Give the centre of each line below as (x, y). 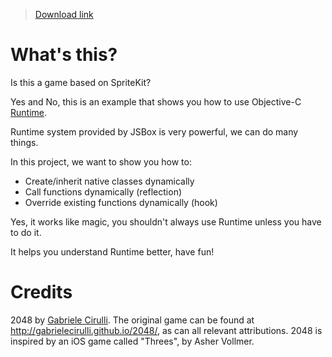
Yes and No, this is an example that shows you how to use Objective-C (156, 101)
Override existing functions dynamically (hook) (121, 202)
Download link (64, 14)
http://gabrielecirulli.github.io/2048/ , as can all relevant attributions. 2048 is (166, 330)
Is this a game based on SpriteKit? (81, 82)
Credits (41, 292)
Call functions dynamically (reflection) (103, 191)
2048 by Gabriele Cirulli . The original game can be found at (132, 320)
